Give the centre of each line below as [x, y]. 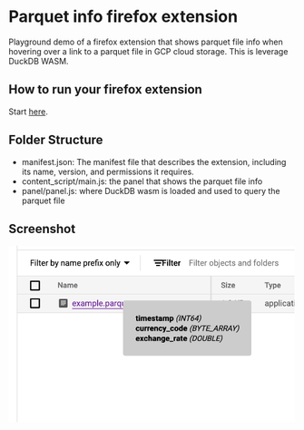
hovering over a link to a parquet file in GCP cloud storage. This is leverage [148, 51]
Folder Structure [56, 140]
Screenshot [42, 229]
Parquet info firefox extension [123, 17]
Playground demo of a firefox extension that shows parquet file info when [146, 42]
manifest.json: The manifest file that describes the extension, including [154, 161]
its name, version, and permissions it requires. [108, 171]
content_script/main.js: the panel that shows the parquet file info [142, 181]
